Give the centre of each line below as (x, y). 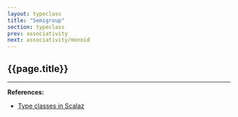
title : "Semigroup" (36, 20)
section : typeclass (36, 27)
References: (26, 92)
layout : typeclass (34, 14)
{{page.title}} (38, 69)
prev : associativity (38, 33)
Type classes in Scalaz (51, 106)
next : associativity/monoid (49, 40)
